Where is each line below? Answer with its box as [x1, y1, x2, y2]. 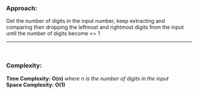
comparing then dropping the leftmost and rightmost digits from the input [6, 23, 184, 31]
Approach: [6, 4, 38, 12]
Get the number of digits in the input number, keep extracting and [6, 18, 165, 25]
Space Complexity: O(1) [6, 81, 66, 88]
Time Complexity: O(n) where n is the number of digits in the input [6, 75, 169, 82]
